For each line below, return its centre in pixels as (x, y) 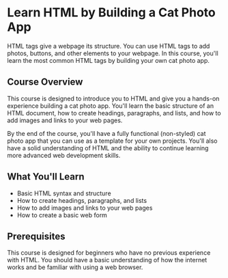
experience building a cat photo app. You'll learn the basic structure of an (110, 106)
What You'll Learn (46, 177)
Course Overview (45, 82)
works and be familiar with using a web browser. (75, 267)
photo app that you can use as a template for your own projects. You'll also (112, 141)
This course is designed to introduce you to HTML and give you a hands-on (113, 98)
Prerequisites (36, 236)
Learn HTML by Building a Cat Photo (112, 13)
